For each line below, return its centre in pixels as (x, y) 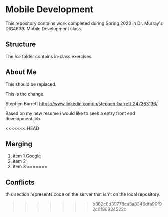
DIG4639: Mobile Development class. (44, 28)
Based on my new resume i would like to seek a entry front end (70, 113)
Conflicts (20, 182)
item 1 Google (27, 156)
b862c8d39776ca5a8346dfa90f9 (127, 204)
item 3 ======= (30, 167)
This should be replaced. (31, 84)
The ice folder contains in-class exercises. (49, 56)
